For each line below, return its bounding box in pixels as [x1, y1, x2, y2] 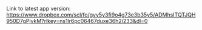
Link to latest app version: [6, 5, 71, 12]
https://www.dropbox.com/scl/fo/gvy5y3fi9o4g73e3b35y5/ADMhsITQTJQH [6, 11, 196, 18]
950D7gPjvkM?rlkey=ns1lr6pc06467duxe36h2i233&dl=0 [6, 18, 148, 24]
